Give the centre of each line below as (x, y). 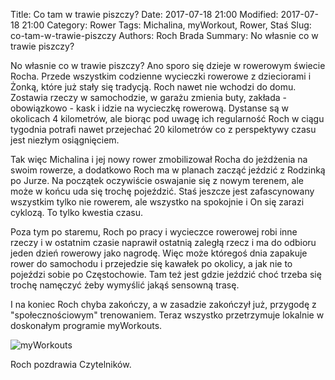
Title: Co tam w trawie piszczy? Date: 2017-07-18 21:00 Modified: (144, 14)
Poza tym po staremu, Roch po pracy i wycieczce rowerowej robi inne (154, 232)
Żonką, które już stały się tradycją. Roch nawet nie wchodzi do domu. (153, 87)
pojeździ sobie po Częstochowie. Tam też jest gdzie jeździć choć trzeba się (166, 274)
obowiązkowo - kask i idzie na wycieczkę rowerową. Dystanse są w (149, 108)
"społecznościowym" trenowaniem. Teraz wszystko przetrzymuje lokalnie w (167, 315)
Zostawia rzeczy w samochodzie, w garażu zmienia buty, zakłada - (149, 97)
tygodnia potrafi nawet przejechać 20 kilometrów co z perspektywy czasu (163, 129)
